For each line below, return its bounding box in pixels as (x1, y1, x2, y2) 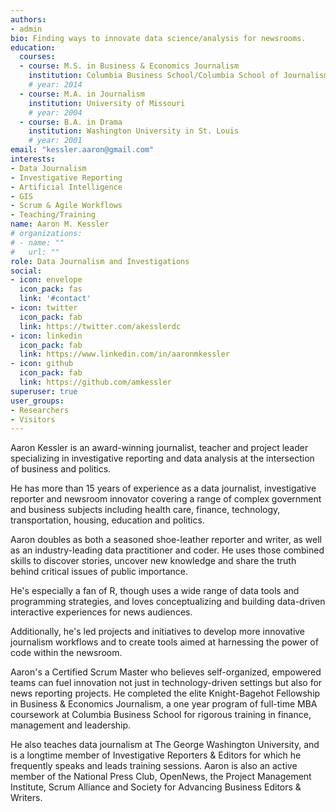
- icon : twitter (10, 303, 78, 313)
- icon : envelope (10, 275, 83, 285)
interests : (10, 154, 56, 164)
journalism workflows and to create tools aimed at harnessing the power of (10, 636, 319, 648)
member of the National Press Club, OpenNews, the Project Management (10, 771, 312, 783)
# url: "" (10, 247, 60, 257)
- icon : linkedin (10, 331, 83, 341)
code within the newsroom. (10, 647, 123, 659)
